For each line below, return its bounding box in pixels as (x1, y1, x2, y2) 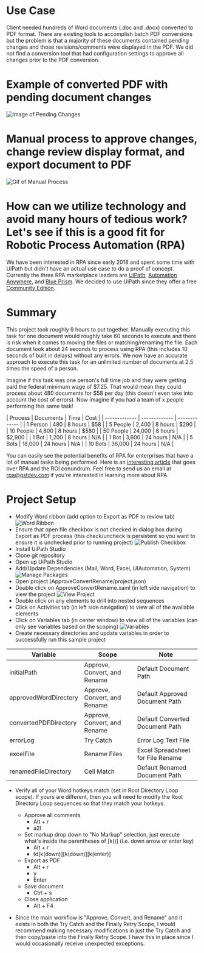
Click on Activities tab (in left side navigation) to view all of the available (15, 603, 195, 611)
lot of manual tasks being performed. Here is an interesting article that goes (6, 458, 196, 466)
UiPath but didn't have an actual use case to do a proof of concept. (6, 264, 174, 272)
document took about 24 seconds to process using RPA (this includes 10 (6, 345, 188, 352)
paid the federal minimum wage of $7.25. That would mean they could (6, 383, 182, 390)
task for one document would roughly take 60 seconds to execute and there (6, 332, 197, 339)
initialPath (9, 668, 38, 676)
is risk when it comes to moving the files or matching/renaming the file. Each (6, 339, 198, 346)
